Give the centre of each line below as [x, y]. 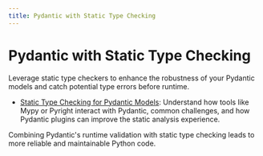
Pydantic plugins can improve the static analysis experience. [120, 119]
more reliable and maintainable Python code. [82, 143]
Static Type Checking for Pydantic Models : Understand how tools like [134, 102]
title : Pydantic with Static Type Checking [82, 16]
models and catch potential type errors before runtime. [99, 86]
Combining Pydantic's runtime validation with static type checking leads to [131, 134]
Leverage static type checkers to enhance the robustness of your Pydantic [131, 78]
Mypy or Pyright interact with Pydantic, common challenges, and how [135, 110]
